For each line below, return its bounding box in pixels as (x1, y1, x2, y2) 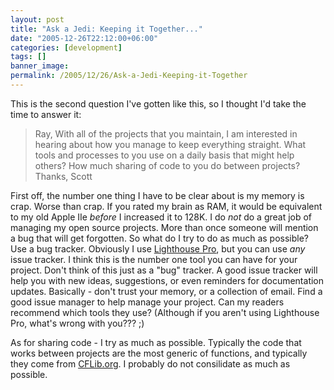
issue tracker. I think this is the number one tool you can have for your (10, 253, 298, 265)
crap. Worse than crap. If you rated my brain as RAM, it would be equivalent (10, 200, 323, 212)
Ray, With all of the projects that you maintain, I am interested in (34, 127, 298, 140)
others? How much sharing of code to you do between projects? (34, 159, 301, 171)
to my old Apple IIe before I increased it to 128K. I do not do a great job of (10, 211, 313, 223)
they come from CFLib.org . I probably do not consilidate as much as (10, 357, 291, 370)
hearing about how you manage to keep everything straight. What (34, 138, 307, 150)
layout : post (10, 14, 65, 25)
